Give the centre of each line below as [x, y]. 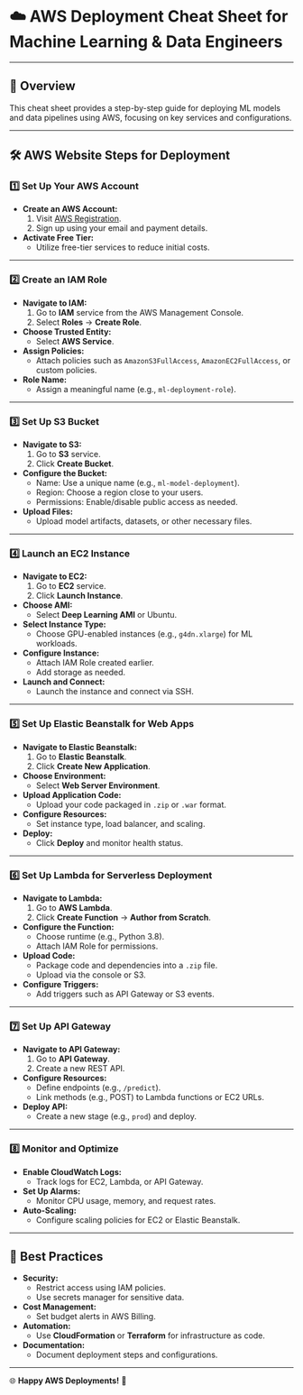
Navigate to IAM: [55, 303]
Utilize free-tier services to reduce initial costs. [123, 247]
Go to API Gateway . [73, 1059]
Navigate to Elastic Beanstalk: [80, 747]
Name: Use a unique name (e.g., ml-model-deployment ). [138, 483]
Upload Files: [48, 512]
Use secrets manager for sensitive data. [110, 1298]
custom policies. [66, 370]
